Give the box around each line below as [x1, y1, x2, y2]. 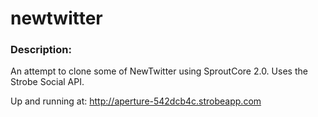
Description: [10, 43, 72, 57]
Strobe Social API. [10, 76, 85, 88]
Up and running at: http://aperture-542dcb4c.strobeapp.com [10, 95, 262, 107]
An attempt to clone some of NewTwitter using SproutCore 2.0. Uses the [10, 65, 308, 77]
